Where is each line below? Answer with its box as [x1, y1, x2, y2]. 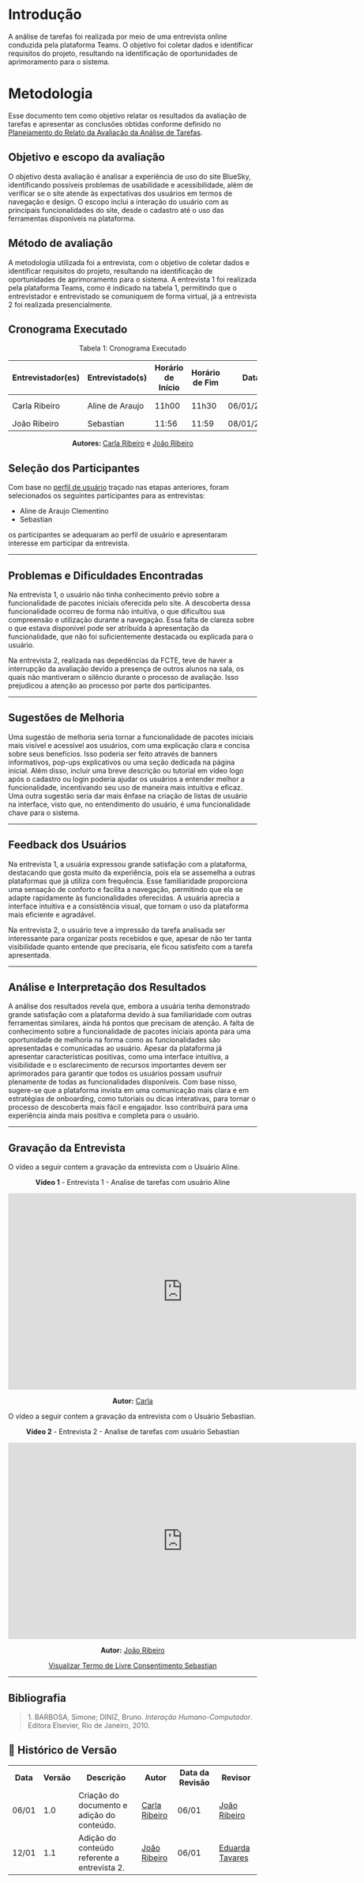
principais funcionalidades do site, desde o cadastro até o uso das [8, 205, 224, 214]
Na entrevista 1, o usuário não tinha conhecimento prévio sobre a [8, 590, 220, 599]
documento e [78, 1799, 128, 1810]
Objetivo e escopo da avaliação [8, 150, 166, 164]
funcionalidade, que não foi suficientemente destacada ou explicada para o [8, 632, 254, 641]
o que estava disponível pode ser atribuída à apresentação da [8, 623, 209, 632]
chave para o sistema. [8, 807, 81, 817]
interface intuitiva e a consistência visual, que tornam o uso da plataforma [8, 901, 249, 911]
